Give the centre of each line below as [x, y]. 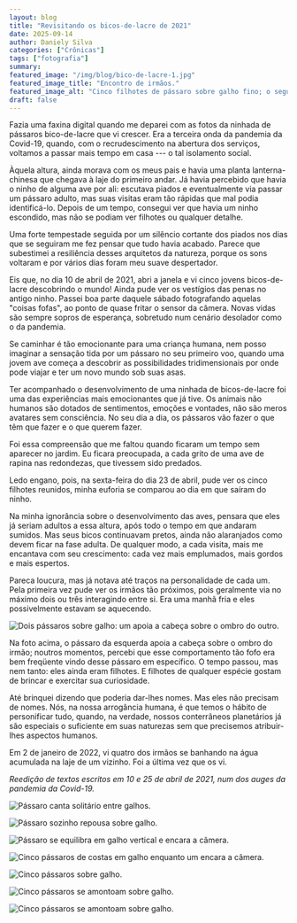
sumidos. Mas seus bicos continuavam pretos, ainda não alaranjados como [146, 535]
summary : [25, 67]
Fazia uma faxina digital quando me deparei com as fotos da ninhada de [140, 125]
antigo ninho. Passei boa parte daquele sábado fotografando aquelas [135, 299]
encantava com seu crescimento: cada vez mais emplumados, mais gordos [146, 554]
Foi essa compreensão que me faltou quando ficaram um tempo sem [135, 445]
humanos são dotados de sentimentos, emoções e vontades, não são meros [148, 408]
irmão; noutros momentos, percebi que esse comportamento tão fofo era [142, 653]
